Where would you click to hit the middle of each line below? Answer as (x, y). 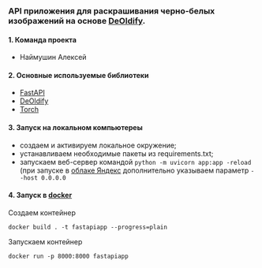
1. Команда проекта (43, 39)
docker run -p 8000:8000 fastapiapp (68, 256)
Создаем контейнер (42, 212)
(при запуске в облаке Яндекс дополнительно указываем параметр (134, 170)
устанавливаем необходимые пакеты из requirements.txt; (116, 153)
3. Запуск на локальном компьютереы (76, 127)
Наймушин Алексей (53, 58)
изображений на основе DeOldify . (77, 20)
